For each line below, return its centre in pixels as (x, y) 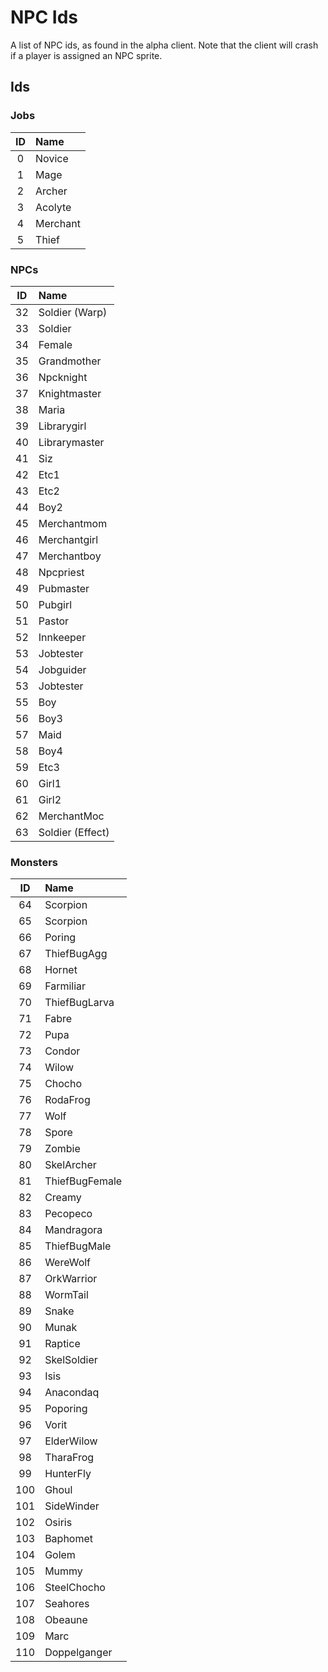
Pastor (54, 621)
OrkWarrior (71, 1279)
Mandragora (73, 1230)
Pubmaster (64, 588)
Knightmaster (70, 393)
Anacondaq (72, 1393)
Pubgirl (55, 604)
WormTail (66, 1295)
